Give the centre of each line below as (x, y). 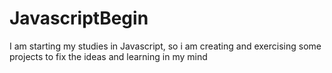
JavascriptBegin (79, 18)
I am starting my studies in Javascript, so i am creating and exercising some (165, 46)
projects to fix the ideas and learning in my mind (108, 56)
